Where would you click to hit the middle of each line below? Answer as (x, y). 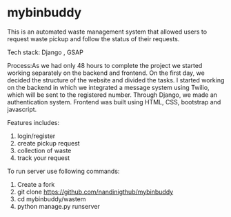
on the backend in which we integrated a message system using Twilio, (108, 87)
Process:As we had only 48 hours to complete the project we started (105, 65)
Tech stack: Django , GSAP (46, 52)
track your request (43, 158)
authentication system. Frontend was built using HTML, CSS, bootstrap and (114, 102)
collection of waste (44, 150)
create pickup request (49, 143)
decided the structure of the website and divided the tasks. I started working (116, 80)
